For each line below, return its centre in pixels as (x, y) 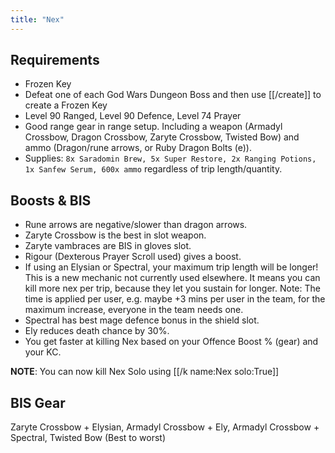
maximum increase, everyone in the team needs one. (134, 310)
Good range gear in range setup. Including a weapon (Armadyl (153, 127)
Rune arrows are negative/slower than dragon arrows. (136, 225)
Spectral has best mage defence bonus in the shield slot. (142, 320)
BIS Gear (38, 402)
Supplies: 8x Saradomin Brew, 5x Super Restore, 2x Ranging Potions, (170, 158)
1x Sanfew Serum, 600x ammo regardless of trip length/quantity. (153, 169)
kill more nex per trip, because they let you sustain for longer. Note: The (172, 288)
